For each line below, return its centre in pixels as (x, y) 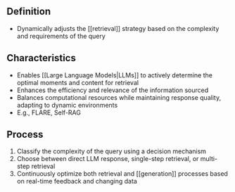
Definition (28, 12)
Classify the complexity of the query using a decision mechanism (112, 151)
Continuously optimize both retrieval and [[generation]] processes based (122, 174)
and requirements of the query (61, 36)
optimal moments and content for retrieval (77, 82)
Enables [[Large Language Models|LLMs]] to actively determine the (114, 75)
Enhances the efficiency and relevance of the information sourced (113, 90)
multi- (209, 159)
